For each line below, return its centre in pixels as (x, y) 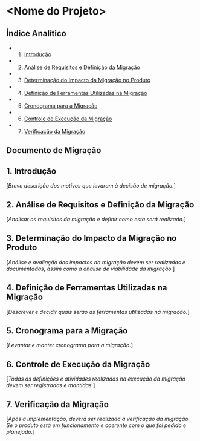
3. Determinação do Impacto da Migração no (92, 238)
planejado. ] (21, 432)
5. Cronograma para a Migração (67, 331)
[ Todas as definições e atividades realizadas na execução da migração (96, 379)
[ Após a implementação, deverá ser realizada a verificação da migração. (98, 419)
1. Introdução (31, 171)
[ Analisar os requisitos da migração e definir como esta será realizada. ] (96, 220)
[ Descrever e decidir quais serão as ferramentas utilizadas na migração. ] (98, 312)
